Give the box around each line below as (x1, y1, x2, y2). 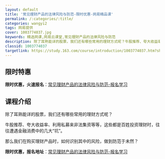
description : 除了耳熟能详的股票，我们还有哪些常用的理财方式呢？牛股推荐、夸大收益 (5, 39, 158, 44)
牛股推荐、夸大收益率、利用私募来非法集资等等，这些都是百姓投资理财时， (5, 122, 156, 128)
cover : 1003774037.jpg (5, 30, 52, 35)
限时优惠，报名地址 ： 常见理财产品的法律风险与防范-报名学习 (5, 149, 128, 155)
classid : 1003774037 (5, 44, 48, 49)
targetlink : (5, 48, 29, 53)
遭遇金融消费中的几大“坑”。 (9, 128, 65, 134)
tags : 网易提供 (5, 26, 33, 30)
